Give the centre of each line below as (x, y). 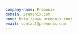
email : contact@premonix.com (36, 24)
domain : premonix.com (28, 14)
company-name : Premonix (30, 10)
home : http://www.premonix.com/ (39, 19)
